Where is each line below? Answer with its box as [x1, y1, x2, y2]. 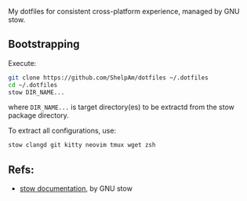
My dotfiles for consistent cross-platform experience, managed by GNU [8, 7, 240, 16]
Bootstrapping [8, 38, 80, 51]
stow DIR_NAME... [8, 88, 65, 97]
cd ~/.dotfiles [8, 81, 58, 89]
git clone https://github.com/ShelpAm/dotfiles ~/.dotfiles [8, 74, 209, 82]
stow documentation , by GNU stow [19, 184, 133, 193]
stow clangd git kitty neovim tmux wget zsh [8, 141, 156, 149]
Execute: [8, 58, 37, 68]
